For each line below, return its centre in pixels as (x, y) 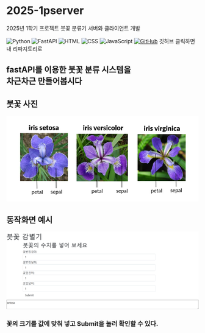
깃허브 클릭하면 (177, 41)
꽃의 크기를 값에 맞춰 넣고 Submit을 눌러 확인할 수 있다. (82, 324)
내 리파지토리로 (24, 49)
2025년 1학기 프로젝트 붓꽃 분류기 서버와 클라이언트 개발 (73, 28)
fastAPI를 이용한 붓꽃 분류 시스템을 (69, 70)
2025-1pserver (45, 11)
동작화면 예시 (30, 220)
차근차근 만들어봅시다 (44, 81)
